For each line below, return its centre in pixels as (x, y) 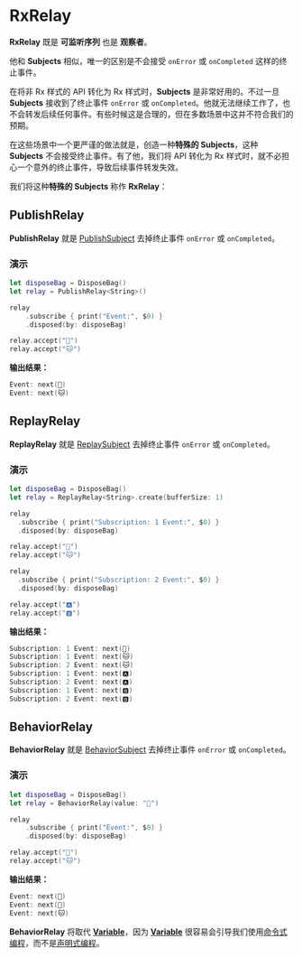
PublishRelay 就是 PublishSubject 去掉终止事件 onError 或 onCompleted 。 (144, 238)
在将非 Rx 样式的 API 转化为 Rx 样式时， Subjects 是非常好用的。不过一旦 (145, 91)
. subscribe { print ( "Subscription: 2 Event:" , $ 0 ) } (119, 580)
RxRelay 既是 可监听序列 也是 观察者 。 (81, 42)
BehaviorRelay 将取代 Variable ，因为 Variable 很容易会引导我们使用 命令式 (148, 932)
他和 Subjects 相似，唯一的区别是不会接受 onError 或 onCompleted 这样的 (144, 60)
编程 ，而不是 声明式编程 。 (57, 943)
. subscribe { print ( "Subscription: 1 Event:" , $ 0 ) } (119, 522)
